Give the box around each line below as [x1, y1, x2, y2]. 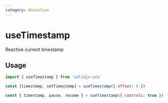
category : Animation [5, 7, 50, 13]
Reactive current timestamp [5, 46, 64, 53]
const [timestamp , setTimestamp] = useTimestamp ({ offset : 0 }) [5, 84, 145, 89]
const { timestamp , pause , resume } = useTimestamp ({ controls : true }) [5, 93, 164, 98]
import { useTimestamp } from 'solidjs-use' [5, 74, 102, 80]
